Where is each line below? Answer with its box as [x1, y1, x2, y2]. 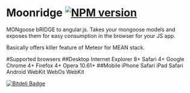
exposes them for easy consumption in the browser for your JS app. [6, 32, 176, 39]
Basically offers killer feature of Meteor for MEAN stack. [6, 44, 145, 51]
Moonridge [6, 6, 63, 20]
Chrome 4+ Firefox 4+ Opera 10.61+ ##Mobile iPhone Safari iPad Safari [6, 62, 184, 69]
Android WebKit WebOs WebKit [6, 68, 84, 75]
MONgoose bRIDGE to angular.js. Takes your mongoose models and [6, 26, 176, 33]
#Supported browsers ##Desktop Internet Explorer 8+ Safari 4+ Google [6, 55, 185, 62]
